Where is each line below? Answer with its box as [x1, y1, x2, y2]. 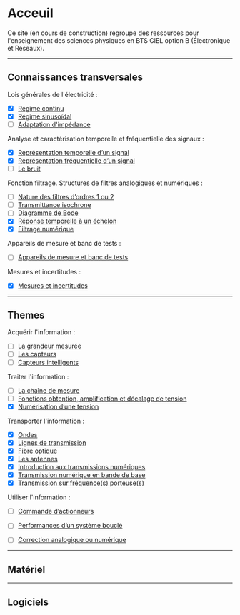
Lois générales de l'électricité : [7, 90, 98, 99]
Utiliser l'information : [7, 493, 71, 501]
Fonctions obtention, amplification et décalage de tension [17, 394, 187, 403]
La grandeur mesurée [17, 341, 82, 351]
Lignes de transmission [17, 438, 86, 447]
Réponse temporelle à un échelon [17, 216, 117, 226]
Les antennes [17, 454, 59, 463]
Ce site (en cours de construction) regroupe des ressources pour [7, 29, 199, 37]
